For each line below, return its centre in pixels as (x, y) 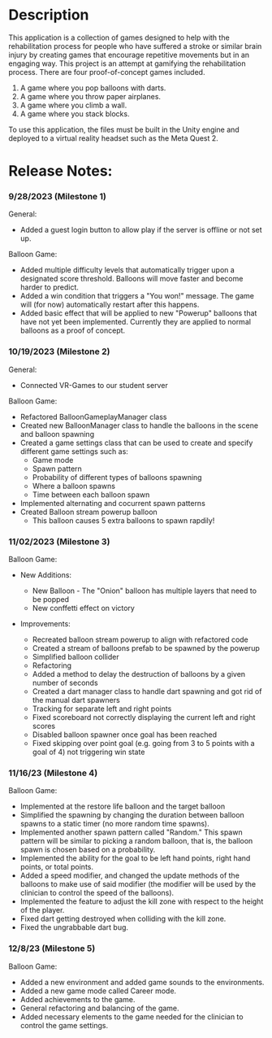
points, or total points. (57, 867)
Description (49, 15)
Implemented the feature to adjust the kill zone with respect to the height (142, 901)
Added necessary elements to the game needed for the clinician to (132, 1016)
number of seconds (65, 683)
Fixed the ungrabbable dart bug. (74, 927)
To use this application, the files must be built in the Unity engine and (124, 129)
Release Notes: (60, 171)
